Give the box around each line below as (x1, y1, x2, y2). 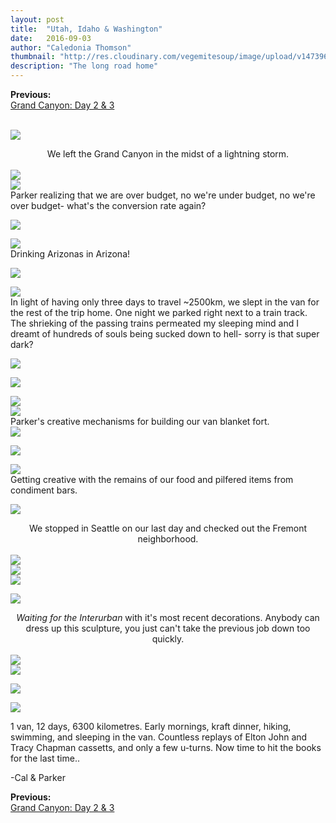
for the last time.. (10, 752, 80, 764)
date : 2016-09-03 (10, 33, 92, 43)
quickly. (151, 633, 185, 645)
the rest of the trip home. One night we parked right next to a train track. (10, 307, 308, 318)
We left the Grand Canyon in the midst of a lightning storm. (46, 148, 290, 160)
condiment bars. (10, 484, 78, 496)
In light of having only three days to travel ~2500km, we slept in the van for (10, 296, 320, 308)
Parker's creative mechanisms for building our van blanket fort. (10, 416, 270, 427)
